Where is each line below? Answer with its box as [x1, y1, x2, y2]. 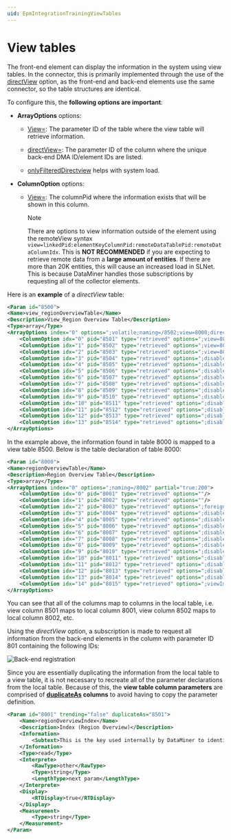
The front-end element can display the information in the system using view [7, 63, 222, 71]
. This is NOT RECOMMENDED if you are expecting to [58, 248, 210, 256]
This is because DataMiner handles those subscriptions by [27, 270, 194, 278]
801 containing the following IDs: [7, 642, 100, 650]
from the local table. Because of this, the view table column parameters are [7, 683, 223, 692]
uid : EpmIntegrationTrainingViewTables [7, 10, 122, 17]
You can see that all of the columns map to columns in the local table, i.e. [7, 599, 214, 608]
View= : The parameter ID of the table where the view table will [27, 125, 205, 133]
